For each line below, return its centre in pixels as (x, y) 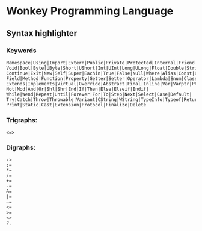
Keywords (21, 51)
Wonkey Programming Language (90, 11)
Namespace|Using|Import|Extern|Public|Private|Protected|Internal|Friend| (102, 63)
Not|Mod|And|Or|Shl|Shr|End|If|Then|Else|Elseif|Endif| (78, 89)
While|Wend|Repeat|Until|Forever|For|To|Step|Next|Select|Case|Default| (99, 94)
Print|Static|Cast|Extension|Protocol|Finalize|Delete (76, 105)
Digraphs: (21, 147)
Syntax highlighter (41, 33)
